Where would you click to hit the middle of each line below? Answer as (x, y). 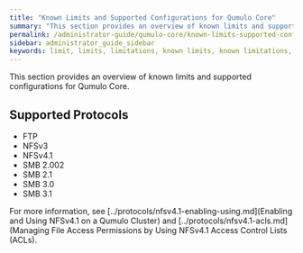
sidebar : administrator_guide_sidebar (82, 43)
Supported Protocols (69, 115)
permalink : (30, 34)
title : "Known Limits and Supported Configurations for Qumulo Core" (143, 18)
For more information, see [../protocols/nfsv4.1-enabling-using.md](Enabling (151, 211)
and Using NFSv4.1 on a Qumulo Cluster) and (93, 221)
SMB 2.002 (43, 165)
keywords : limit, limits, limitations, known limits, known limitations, (151, 51)
